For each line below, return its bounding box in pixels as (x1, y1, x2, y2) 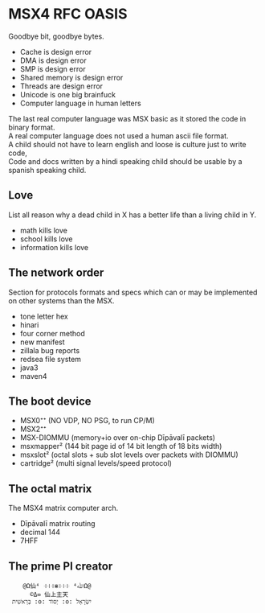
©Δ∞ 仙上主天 (29, 590, 69, 599)
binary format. (8, 122, 55, 132)
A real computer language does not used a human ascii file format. (8, 130, 229, 141)
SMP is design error (19, 64, 86, 73)
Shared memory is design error (19, 72, 124, 82)
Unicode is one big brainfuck (19, 89, 116, 99)
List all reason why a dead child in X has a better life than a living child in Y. (8, 210, 257, 220)
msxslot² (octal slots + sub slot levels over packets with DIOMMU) (19, 450, 238, 459)
